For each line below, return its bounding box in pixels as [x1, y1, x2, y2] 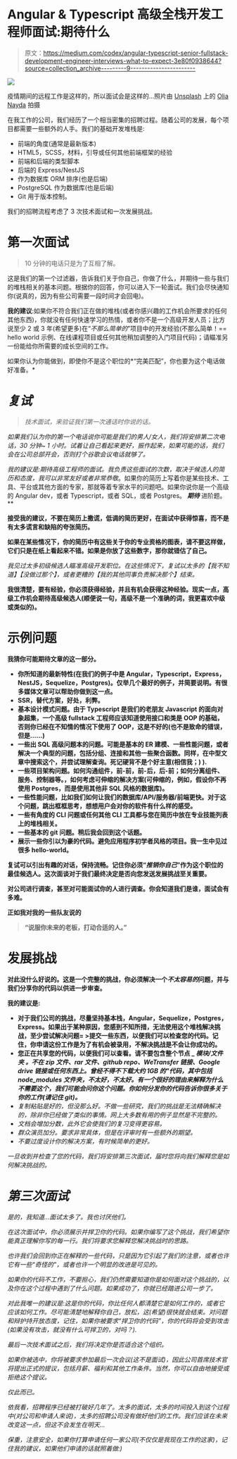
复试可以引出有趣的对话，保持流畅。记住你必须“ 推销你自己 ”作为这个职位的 [7, 860, 224, 869]
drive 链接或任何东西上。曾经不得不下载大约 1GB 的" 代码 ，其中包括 [17, 1066, 213, 1075]
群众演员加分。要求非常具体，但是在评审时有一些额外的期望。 [17, 1128, 197, 1136]
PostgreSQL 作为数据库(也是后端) [17, 183, 115, 192]
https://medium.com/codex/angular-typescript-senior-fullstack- [43, 49, 229, 57]
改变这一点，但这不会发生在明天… [7, 1420, 105, 1429]
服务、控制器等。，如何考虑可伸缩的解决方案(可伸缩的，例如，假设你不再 [17, 775, 227, 784]
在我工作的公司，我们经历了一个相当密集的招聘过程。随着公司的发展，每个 [7, 115, 223, 124]
